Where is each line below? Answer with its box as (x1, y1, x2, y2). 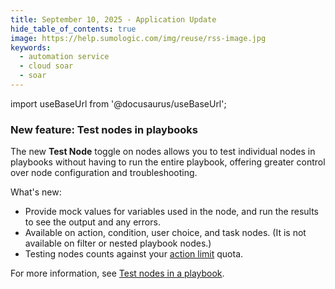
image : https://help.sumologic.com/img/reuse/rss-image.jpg (10, 33, 267, 43)
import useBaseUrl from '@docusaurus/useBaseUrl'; (10, 97, 227, 110)
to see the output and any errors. (24, 216, 161, 228)
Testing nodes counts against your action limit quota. (24, 248, 244, 260)
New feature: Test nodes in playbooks (10, 122, 198, 136)
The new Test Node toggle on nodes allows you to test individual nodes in (10, 146, 316, 158)
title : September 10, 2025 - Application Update (10, 14, 217, 25)
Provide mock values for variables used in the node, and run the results (24, 206, 319, 218)
